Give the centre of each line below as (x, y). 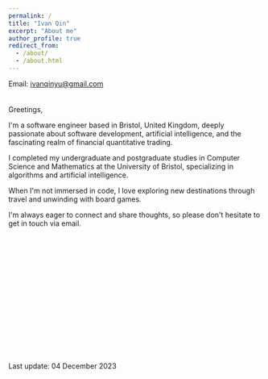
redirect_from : (34, 46)
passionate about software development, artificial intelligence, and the (125, 133)
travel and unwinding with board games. (75, 199)
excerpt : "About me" (43, 31)
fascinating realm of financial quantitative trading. (91, 142)
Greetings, (26, 109)
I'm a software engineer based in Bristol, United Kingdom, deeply (116, 125)
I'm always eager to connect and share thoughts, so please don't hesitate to (134, 214)
